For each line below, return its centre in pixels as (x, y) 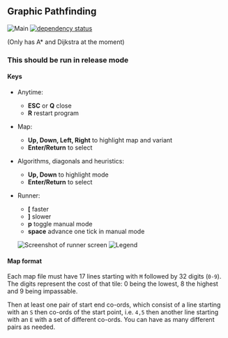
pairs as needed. (31, 327)
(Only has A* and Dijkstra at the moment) (66, 42)
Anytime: (30, 92)
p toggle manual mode (60, 223)
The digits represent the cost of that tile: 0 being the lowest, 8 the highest (113, 284)
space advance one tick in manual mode (86, 231)
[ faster (38, 209)
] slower (39, 216)
